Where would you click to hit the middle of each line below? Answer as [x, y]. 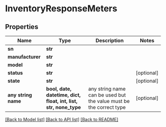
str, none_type [64, 107]
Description [110, 41]
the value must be [109, 101]
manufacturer [24, 57]
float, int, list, [62, 101]
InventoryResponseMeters [61, 9]
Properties [22, 27]
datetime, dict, [63, 95]
